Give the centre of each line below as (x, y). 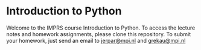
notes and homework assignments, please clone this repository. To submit (99, 34)
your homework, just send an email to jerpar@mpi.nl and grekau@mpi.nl (96, 40)
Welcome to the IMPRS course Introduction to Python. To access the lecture (101, 28)
